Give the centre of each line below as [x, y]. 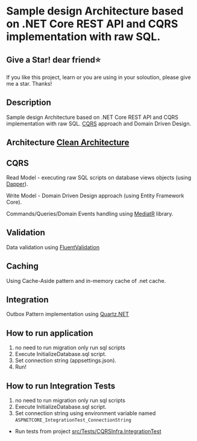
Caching [23, 266]
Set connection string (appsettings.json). [65, 361]
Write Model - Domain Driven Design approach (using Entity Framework [95, 196]
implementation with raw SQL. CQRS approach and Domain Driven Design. [99, 123]
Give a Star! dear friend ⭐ [54, 59]
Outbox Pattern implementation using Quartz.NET [68, 314]
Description [29, 103]
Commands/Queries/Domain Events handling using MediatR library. [90, 214]
